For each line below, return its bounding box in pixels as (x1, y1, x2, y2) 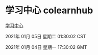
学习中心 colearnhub (5, 5, 93, 16)
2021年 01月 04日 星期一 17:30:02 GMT (5, 44, 87, 50)
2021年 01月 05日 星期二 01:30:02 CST (5, 33, 86, 39)
